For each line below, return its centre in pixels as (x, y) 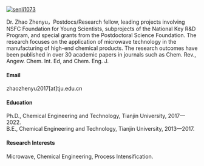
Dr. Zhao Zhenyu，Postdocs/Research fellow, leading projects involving (96, 22)
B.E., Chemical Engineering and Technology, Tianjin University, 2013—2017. (100, 129)
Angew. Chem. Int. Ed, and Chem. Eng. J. (58, 61)
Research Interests (31, 143)
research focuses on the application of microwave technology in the (91, 42)
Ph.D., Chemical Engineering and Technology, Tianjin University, (87, 116)
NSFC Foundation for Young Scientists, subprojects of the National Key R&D (101, 29)
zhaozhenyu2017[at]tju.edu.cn (44, 89)
